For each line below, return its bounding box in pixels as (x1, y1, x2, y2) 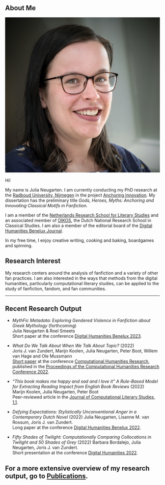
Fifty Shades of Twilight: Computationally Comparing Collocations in (12, 434, 151, 440)
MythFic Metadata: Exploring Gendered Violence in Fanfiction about (12, 318, 151, 323)
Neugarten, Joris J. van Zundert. (12, 445, 79, 451)
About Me (5, 4, 36, 12)
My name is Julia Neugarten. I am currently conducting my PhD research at (5, 187, 158, 193)
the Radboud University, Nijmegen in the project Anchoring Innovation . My (5, 192, 156, 198)
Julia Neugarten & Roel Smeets (12, 328, 75, 334)
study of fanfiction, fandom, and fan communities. (5, 286, 107, 291)
